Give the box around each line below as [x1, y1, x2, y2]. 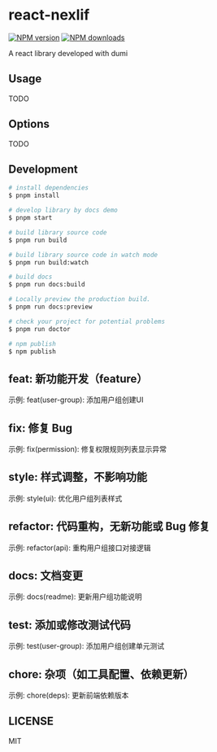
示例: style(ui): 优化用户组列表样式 [8, 493, 123, 503]
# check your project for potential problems [8, 317, 165, 326]
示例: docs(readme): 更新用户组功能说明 [8, 592, 142, 601]
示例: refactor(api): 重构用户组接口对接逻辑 [8, 543, 152, 553]
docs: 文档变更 [8, 569, 84, 583]
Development [8, 162, 79, 176]
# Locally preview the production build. [8, 295, 151, 304]
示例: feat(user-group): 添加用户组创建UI [8, 395, 144, 404]
